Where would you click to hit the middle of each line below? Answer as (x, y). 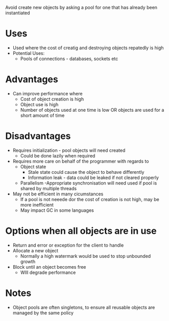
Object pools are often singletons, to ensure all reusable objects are (84, 307)
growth (28, 262)
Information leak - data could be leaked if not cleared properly (93, 177)
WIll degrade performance (48, 272)
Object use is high (39, 104)
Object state (33, 167)
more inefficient (37, 205)
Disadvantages (38, 136)
